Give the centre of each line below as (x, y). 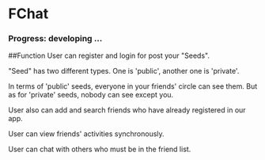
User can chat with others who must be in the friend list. (100, 149)
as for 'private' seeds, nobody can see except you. (91, 95)
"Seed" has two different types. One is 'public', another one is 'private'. (124, 71)
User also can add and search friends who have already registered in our (127, 110)
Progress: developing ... (55, 39)
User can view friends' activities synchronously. (86, 134)
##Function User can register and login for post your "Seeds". (109, 55)
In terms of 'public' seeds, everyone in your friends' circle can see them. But (133, 86)
